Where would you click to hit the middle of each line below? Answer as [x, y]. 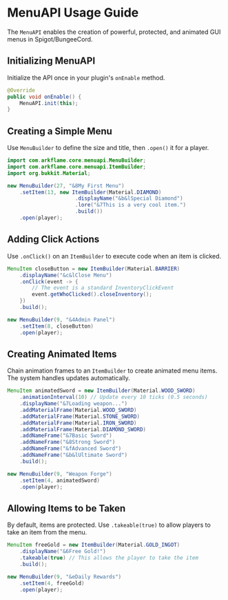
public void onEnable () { [44, 97]
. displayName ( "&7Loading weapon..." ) [74, 404]
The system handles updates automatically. [69, 378]
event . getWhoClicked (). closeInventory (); [92, 294]
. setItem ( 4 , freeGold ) [52, 583]
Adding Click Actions [53, 240]
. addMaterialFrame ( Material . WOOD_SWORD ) [78, 410]
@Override [21, 90]
